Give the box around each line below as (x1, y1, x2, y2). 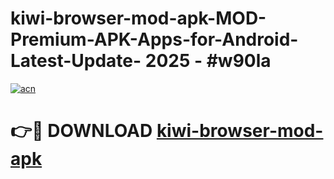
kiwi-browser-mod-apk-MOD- (10, 7, 267, 30)
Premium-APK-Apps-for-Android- (10, 28, 299, 51)
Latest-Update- (10, 50, 142, 72)
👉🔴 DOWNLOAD (10, 120, 153, 142)
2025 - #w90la (144, 50, 272, 72)
